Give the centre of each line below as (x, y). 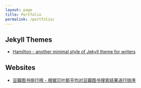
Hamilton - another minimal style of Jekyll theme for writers (74, 52)
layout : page (19, 10)
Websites (20, 68)
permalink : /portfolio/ (30, 19)
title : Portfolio (23, 15)
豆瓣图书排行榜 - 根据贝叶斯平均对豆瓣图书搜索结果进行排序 (74, 80)
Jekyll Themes (29, 39)
